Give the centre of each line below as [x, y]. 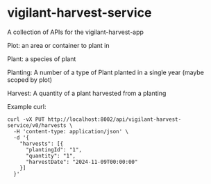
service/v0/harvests [37, 125]
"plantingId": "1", [53, 150]
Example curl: [27, 106]
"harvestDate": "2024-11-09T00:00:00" [82, 162]
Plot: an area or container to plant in [58, 45]
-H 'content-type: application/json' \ [71, 131]
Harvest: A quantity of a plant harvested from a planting [87, 93]
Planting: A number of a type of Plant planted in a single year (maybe [106, 72]
